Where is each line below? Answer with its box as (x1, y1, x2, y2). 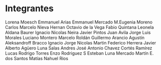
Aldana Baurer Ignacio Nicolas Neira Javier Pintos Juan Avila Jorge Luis (5, 29, 151, 35)
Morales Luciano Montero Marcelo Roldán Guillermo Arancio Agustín (5, 35, 145, 41)
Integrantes (5, 3, 54, 14)
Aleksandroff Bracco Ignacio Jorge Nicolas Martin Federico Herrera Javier (5, 40, 157, 45)
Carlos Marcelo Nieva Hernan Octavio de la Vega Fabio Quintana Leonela (5, 24, 154, 30)
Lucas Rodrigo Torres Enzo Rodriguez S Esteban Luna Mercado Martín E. (5, 50, 154, 56)
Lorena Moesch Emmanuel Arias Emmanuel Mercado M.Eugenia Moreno (5, 19, 153, 25)
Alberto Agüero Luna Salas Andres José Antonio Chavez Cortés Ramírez (5, 45, 153, 51)
